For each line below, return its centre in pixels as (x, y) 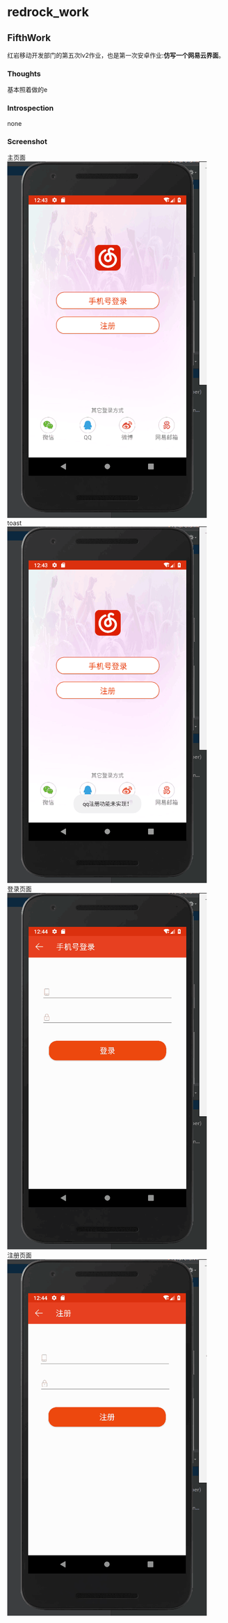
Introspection (31, 108)
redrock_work (48, 12)
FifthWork (29, 38)
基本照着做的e (27, 90)
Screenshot (27, 141)
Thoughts (24, 74)
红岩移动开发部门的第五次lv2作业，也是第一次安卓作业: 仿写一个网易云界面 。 (116, 55)
